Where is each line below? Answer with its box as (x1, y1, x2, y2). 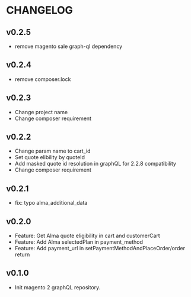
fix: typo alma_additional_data (14, 199, 88, 206)
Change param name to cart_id (14, 147, 91, 154)
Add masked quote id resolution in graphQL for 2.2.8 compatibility (14, 160, 177, 167)
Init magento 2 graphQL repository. (14, 283, 101, 290)
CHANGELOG (6, 4, 73, 17)
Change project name (14, 108, 68, 115)
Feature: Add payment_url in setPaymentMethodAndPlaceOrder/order (14, 245, 186, 252)
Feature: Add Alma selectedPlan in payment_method (14, 238, 144, 246)
